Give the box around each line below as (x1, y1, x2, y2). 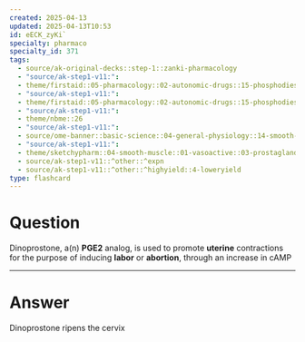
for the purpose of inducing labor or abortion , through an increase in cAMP (9, 252, 292, 263)
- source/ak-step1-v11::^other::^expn (17, 156, 165, 166)
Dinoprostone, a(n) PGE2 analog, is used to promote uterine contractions (9, 242, 284, 254)
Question (9, 212, 80, 233)
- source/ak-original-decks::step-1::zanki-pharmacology (17, 64, 238, 73)
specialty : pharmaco (9, 38, 88, 48)
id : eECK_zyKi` (9, 30, 67, 39)
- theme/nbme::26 (17, 114, 84, 123)
